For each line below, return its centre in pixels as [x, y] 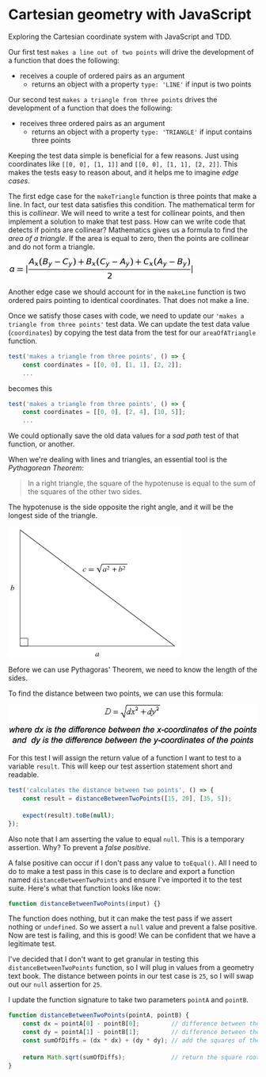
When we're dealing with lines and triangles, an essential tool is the [118, 460]
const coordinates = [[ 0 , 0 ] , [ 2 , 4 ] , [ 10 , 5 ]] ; [104, 412]
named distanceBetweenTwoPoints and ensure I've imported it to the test [125, 880]
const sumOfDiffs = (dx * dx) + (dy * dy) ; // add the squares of [134, 1041]
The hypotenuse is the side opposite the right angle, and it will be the [121, 507]
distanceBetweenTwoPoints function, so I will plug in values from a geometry [131, 968]
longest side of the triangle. [53, 516]
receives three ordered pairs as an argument [92, 123]
